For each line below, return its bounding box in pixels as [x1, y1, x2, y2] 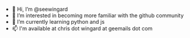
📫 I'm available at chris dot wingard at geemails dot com [11, 25, 153, 32]
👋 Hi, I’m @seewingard [11, 6, 68, 12]
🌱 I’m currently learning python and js [11, 18, 105, 25]
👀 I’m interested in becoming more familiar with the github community [11, 12, 184, 19]
